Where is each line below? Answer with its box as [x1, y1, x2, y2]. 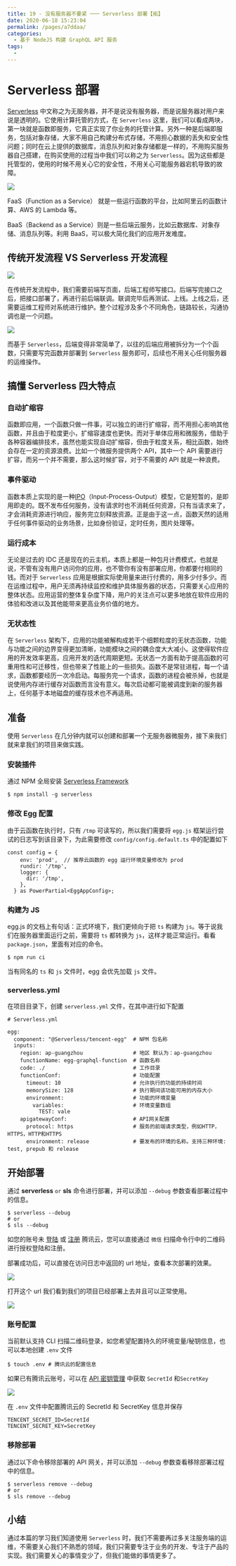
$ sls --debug [7, 1222, 49, 1229]
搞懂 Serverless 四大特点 [7, 380, 116, 392]
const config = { [7, 849, 58, 856]
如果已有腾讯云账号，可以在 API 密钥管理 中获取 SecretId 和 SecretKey [7, 1374, 209, 1383]
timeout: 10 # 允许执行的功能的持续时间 [25, 1080, 202, 1087]
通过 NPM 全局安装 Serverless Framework [7, 777, 129, 786]
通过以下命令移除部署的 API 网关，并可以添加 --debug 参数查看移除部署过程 [7, 1457, 225, 1466]
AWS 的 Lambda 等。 [19, 205, 81, 214]
